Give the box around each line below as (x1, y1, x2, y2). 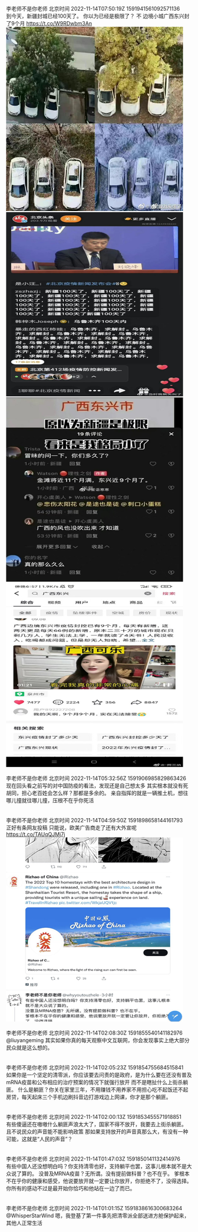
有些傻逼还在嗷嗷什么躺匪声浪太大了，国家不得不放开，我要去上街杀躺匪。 (6, 1121, 187, 1128)
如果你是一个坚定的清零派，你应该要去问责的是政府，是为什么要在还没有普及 (6, 1072, 192, 1078)
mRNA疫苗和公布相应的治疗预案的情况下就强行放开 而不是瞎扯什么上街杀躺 (6, 1079, 189, 1086)
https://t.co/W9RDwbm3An (26, 20, 93, 27)
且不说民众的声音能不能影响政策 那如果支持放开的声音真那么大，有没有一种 (6, 1128, 189, 1135)
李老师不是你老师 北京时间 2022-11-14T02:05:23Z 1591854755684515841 (6, 1064, 184, 1071)
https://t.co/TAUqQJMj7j (6, 831, 65, 838)
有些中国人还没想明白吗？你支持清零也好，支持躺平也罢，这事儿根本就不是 (6, 1163, 187, 1170)
